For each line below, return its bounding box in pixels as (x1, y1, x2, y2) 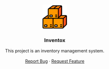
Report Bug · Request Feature (25, 58, 85, 64)
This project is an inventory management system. (5, 48, 105, 54)
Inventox (44, 37, 65, 44)
